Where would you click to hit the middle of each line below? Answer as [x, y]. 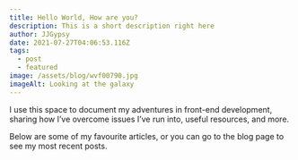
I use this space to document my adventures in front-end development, [141, 109]
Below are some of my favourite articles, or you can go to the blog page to [147, 136]
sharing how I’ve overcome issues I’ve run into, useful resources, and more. [149, 119]
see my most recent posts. [58, 146]
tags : [19, 51]
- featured [38, 68]
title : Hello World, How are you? [74, 17]
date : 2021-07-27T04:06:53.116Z [70, 42]
